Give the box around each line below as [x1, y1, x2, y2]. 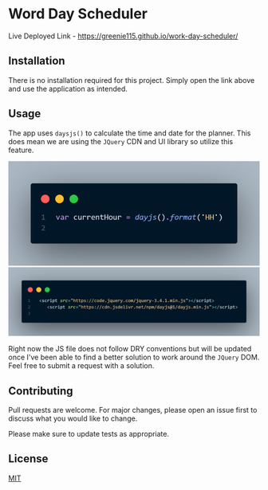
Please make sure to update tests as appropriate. [8, 429, 170, 438]
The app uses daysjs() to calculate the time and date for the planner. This [8, 128, 251, 138]
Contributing [8, 384, 73, 398]
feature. [8, 145, 34, 155]
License [8, 452, 49, 466]
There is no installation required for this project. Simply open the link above [8, 75, 255, 84]
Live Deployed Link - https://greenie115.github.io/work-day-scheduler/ [8, 31, 238, 41]
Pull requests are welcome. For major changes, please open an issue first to [8, 405, 258, 414]
